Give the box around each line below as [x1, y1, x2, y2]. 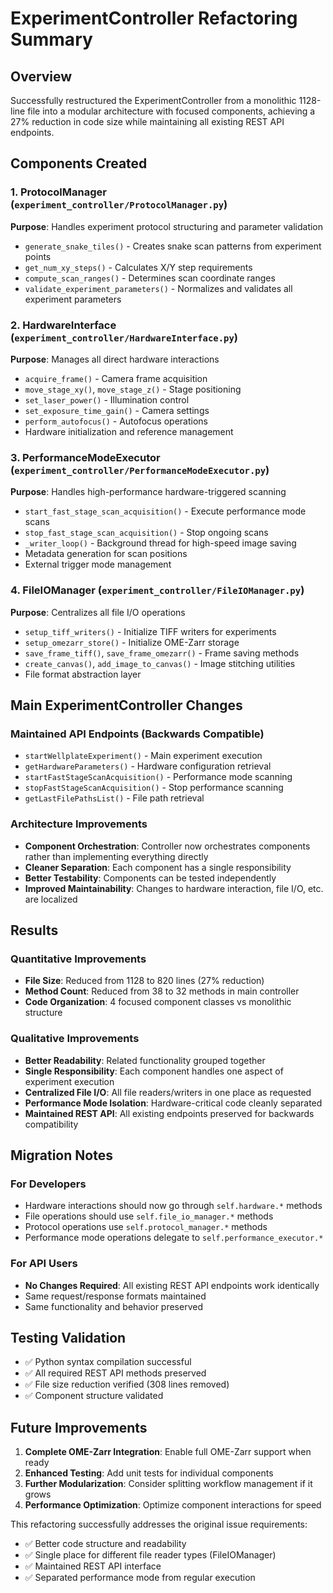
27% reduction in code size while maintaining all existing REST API [10, 116, 285, 127]
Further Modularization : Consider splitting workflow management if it [24, 1478, 313, 1490]
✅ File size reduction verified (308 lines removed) [24, 1378, 230, 1391]
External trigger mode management [24, 558, 172, 571]
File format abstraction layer [24, 668, 142, 680]
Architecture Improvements [10, 817, 148, 831]
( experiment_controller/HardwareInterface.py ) [10, 330, 238, 344]
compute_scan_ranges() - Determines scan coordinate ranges [24, 272, 276, 284]
